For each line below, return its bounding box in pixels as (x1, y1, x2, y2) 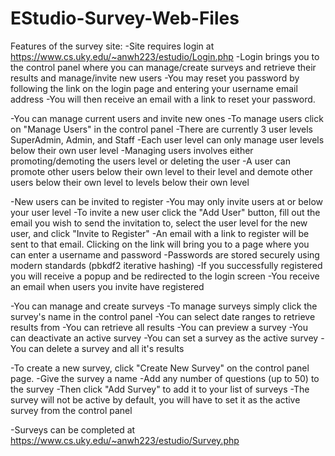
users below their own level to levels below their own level (10, 176, 250, 188)
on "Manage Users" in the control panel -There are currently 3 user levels (10, 123, 313, 135)
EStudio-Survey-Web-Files (10, 7, 240, 30)
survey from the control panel (10, 404, 133, 416)
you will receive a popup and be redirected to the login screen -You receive (10, 270, 320, 282)
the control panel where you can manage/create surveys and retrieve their (10, 61, 317, 73)
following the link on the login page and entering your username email (10, 82, 298, 94)
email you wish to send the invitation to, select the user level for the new (10, 217, 308, 229)
